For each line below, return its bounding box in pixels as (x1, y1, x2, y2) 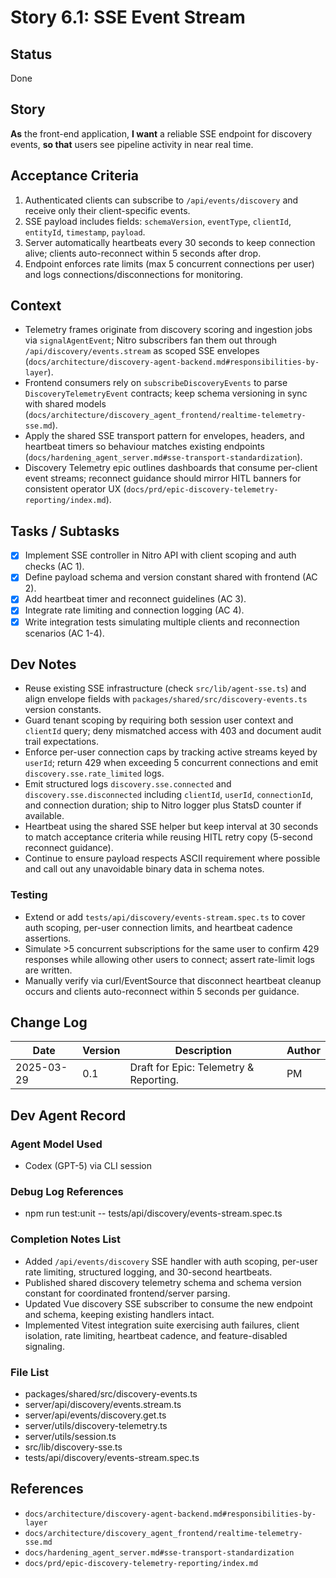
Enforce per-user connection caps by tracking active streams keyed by (24, 746, 318, 758)
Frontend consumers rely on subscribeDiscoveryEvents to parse (24, 377, 288, 389)
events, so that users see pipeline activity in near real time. (10, 138, 254, 150)
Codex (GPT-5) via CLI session (24, 1160, 152, 1172)
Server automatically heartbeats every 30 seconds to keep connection (24, 236, 316, 248)
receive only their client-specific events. (24, 204, 191, 216)
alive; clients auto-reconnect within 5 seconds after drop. (24, 247, 262, 259)
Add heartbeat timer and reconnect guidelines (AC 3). (24, 593, 247, 605)
